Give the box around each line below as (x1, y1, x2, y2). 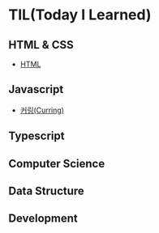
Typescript (8, 129, 65, 143)
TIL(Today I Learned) (8, 6, 152, 24)
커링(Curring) (19, 105, 65, 115)
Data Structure (8, 184, 85, 197)
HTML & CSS (8, 38, 75, 52)
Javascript (8, 83, 64, 96)
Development (8, 212, 79, 226)
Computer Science (8, 156, 105, 171)
